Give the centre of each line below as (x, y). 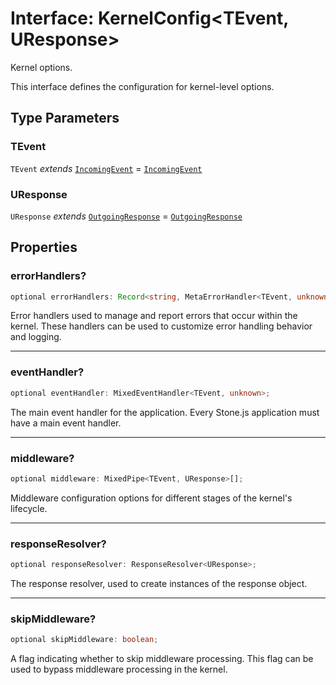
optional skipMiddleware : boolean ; (84, 640)
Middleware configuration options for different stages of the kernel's (151, 498)
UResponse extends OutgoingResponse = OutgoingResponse (126, 216)
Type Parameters (65, 118)
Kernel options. (41, 67)
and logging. (36, 337)
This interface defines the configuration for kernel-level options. (142, 86)
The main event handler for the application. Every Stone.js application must (165, 412)
